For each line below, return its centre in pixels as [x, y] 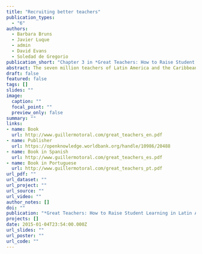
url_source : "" [25, 191]
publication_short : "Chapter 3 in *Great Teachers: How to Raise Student [101, 62]
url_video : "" [24, 196]
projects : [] [23, 219]
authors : [17, 29]
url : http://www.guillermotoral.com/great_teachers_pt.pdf [87, 169]
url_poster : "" [25, 235]
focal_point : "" [32, 107]
